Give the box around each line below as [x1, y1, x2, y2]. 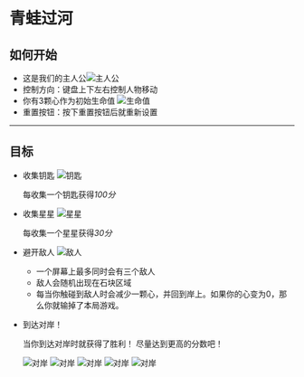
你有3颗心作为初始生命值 [22, 96, 116, 106]
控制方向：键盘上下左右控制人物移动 [22, 84, 158, 95]
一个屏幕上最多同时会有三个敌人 [35, 266, 156, 277]
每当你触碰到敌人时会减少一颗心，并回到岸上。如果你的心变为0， [35, 288, 280, 299]
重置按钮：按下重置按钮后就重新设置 [22, 107, 158, 118]
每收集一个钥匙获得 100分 [22, 189, 116, 200]
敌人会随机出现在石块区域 [35, 277, 132, 287]
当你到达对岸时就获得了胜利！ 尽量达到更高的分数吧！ [22, 338, 223, 349]
